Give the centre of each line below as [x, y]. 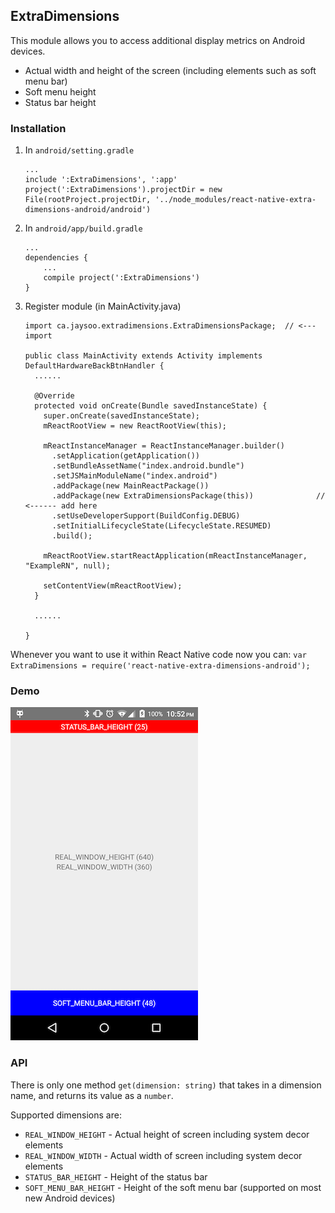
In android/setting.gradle [79, 150]
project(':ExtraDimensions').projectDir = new [123, 190]
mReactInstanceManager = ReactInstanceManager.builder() [164, 446]
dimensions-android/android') [88, 210]
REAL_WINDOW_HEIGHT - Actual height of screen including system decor [167, 1134]
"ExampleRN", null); [67, 566]
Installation [38, 128]
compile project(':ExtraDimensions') [121, 278]
